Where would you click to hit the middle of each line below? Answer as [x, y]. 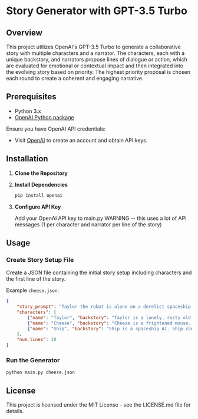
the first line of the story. [36, 279]
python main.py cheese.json [41, 373]
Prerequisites [31, 97]
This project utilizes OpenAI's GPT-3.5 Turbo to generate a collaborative [93, 47]
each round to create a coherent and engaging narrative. [75, 78]
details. [15, 411]
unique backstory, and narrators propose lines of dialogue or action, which [97, 59]
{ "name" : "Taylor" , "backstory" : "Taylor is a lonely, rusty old [109, 317]
